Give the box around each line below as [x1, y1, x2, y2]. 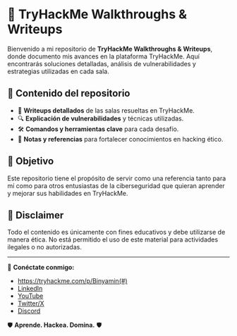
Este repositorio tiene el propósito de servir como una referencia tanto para [7, 174, 226, 182]
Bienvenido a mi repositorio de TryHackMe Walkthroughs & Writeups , [7, 44, 213, 53]
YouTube [17, 292, 44, 300]
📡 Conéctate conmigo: [7, 263, 75, 272]
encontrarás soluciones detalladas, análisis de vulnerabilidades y [7, 59, 196, 68]
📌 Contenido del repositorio [7, 87, 130, 99]
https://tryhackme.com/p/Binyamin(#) [17, 277, 128, 285]
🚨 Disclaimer [7, 209, 64, 221]
